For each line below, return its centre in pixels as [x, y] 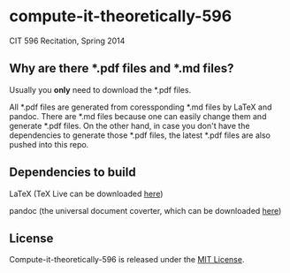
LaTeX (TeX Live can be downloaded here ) [86, 193]
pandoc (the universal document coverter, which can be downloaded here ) [145, 210]
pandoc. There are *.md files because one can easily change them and [138, 116]
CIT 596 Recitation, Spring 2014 [67, 41]
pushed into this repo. [49, 144]
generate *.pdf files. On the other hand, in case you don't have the [130, 125]
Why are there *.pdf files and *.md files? [122, 68]
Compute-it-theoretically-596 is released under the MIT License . [127, 260]
